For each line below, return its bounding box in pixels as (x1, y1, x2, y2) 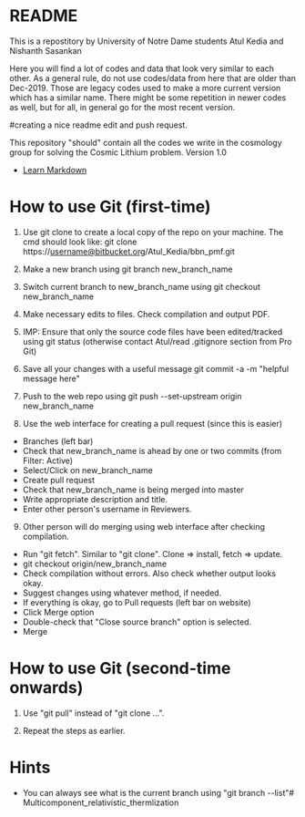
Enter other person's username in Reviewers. (22, 503, 192, 514)
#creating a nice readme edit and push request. (9, 119, 188, 130)
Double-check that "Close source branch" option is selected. (22, 616, 252, 627)
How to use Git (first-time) (9, 197, 211, 217)
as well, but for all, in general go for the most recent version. (9, 101, 236, 112)
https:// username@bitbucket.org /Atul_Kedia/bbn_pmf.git (22, 245, 235, 256)
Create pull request (22, 474, 96, 485)
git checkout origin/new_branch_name (22, 558, 167, 569)
